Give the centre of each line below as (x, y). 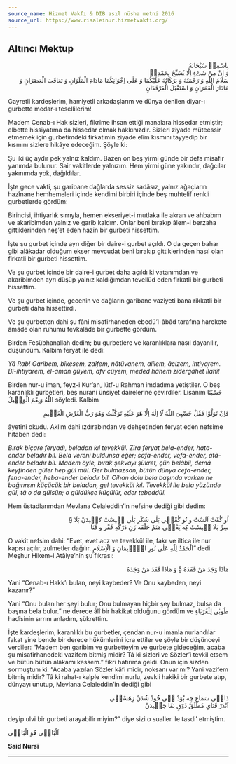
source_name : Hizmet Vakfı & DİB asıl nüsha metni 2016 (91, 14)
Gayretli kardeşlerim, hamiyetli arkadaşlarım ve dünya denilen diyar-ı (107, 102)
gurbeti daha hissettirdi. (42, 308)
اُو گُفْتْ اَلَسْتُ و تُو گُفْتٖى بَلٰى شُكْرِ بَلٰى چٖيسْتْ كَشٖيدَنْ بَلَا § (149, 520)
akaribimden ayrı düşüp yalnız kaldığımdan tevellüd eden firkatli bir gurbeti (116, 280)
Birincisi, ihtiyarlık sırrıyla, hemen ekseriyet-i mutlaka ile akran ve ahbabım (114, 215)
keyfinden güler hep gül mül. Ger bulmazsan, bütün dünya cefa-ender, (110, 470)
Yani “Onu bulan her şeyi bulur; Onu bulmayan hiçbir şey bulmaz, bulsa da (114, 604)
